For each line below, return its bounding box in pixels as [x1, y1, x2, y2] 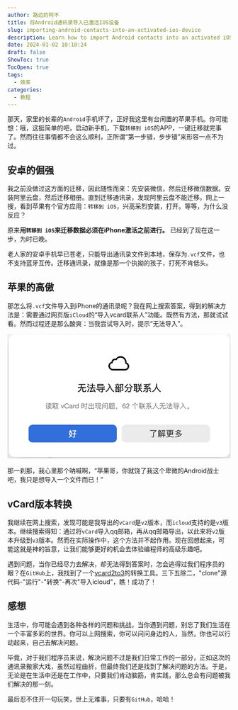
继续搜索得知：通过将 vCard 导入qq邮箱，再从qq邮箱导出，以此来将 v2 [19, 527, 219, 536]
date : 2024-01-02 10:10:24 [7, 41, 87, 49]
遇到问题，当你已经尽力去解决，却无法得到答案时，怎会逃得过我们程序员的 [7, 560, 225, 568]
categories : [7, 86, 42, 94]
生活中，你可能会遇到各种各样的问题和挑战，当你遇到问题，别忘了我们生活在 [7, 620, 231, 629]
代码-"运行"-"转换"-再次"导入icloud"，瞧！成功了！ [7, 577, 157, 586]
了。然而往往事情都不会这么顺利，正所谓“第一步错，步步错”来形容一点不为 [7, 133, 225, 141]
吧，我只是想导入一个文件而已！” [7, 475, 104, 484]
